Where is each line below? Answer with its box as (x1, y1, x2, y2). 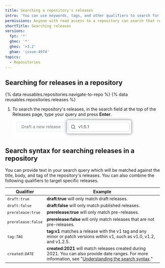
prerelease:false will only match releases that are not (46, 216, 155, 222)
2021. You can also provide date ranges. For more (46, 251, 148, 256)
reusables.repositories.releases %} (5, 97, 76, 103)
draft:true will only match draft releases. (46, 195, 128, 201)
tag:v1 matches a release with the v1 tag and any (46, 228, 147, 234)
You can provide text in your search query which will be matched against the (5, 167, 160, 173)
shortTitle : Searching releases (5, 24, 71, 28)
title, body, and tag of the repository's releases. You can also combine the (5, 172, 155, 178)
